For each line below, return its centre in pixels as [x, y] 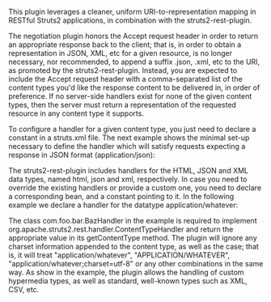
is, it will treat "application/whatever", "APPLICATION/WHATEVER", [119, 255]
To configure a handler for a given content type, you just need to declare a [132, 129]
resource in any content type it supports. [76, 113]
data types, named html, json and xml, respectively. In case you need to [128, 179]
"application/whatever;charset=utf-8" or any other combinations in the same [136, 264]
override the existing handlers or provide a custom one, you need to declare [135, 188]
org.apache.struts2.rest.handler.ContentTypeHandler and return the [121, 229]
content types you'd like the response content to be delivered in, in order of [134, 87]
